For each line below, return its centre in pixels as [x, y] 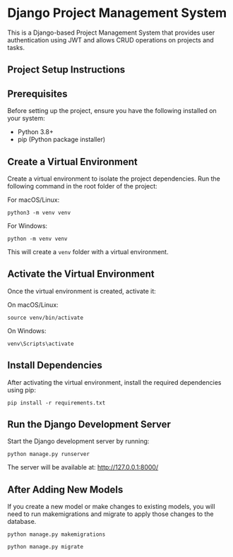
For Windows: [28, 226]
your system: [26, 119]
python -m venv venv [38, 239]
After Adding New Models [65, 490]
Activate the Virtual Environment [81, 274]
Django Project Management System [117, 13]
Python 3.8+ [36, 132]
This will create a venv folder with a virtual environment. [88, 251]
